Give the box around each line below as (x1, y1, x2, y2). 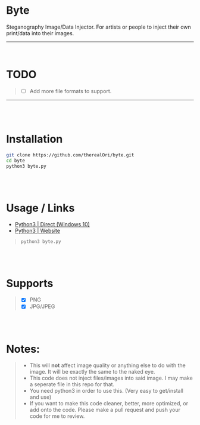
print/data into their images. (6, 29, 74, 36)
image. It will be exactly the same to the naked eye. (29, 368, 155, 375)
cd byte (6, 158, 26, 164)
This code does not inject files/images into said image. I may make (29, 374, 193, 382)
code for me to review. (29, 412, 85, 420)
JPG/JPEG (29, 303, 55, 310)
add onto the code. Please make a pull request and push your (29, 406, 180, 414)
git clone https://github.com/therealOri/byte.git (6, 152, 135, 158)
